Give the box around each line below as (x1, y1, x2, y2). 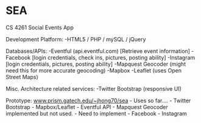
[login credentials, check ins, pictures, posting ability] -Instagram (32, 54, 196, 61)
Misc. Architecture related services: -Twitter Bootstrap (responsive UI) (5, 85, 182, 92)
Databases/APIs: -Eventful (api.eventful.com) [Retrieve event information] (5, 47, 190, 55)
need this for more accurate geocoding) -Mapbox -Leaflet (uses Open (5, 66, 182, 74)
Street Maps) (5, 73, 39, 80)
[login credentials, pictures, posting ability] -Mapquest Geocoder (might (5, 60, 186, 68)
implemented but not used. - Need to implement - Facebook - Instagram (5, 110, 187, 117)
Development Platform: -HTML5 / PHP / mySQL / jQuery (5, 35, 146, 43)
